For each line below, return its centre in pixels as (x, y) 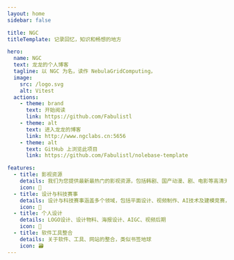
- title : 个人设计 (38, 213)
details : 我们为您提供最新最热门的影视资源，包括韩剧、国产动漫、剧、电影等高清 (122, 181)
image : (23, 77)
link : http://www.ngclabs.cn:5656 (76, 136)
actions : (26, 97)
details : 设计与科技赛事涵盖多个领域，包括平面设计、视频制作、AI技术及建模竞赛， (125, 200)
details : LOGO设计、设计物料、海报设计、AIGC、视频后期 (93, 220)
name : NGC (28, 59)
